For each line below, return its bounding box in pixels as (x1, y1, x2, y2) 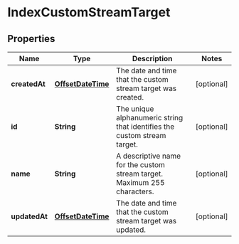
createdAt (11, 79, 46, 89)
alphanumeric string (116, 113, 184, 122)
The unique (116, 104, 154, 114)
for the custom (116, 160, 166, 169)
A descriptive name (116, 151, 181, 161)
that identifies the (116, 122, 175, 132)
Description (132, 54, 173, 63)
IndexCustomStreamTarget (7, 4, 171, 21)
